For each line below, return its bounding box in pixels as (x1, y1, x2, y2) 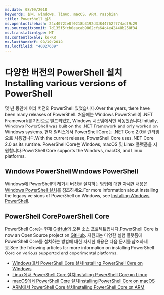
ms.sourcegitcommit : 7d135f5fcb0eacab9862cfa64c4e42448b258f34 (5, 26, 138, 31)
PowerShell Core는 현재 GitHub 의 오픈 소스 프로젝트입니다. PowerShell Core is (5, 226, 159, 232)
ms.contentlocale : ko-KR (5, 35, 56, 40)
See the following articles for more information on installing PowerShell (10, 245, 154, 251)
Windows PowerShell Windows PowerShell (5, 167, 139, 175)
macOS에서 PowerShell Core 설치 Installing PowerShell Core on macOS (12, 278, 155, 284)
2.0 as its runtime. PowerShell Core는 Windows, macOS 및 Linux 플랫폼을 (5, 141, 152, 147)
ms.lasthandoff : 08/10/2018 (5, 40, 63, 44)
